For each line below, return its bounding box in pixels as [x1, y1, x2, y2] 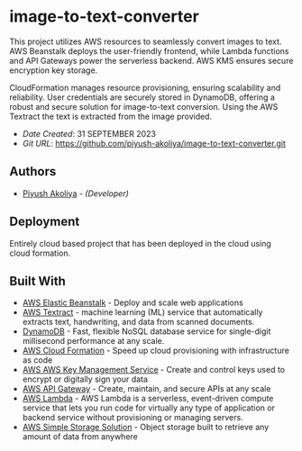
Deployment [9, 214, 80, 230]
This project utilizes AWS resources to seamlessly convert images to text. [9, 36, 282, 47]
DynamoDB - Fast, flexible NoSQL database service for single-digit [22, 326, 271, 337]
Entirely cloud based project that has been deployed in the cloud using [9, 238, 272, 248]
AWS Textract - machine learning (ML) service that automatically [22, 307, 263, 318]
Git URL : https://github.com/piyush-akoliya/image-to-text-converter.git [22, 138, 287, 149]
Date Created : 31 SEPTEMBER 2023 [22, 128, 156, 139]
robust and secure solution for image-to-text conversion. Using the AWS [9, 101, 279, 112]
